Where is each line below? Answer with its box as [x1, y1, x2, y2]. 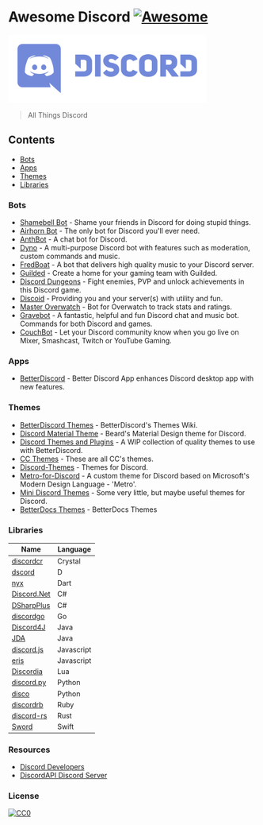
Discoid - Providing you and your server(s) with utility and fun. [19, 293, 223, 303]
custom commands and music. [19, 251, 120, 261]
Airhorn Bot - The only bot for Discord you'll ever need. [19, 226, 200, 235]
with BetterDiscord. [19, 445, 83, 455]
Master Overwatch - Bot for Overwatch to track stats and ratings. [19, 302, 232, 312]
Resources [8, 744, 51, 755]
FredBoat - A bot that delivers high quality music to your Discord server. [19, 259, 255, 269]
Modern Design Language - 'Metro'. [19, 479, 137, 489]
